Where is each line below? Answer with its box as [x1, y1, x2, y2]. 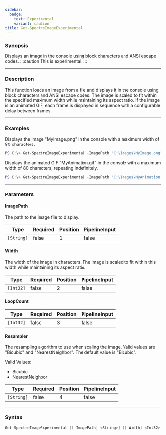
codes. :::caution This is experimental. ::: [5, 58, 87, 64]
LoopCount [5, 298, 29, 304]
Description [5, 75, 34, 82]
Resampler [5, 333, 28, 339]
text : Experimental [14, 16, 54, 21]
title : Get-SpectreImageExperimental [5, 26, 83, 31]
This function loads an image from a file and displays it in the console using [5, 87, 159, 93]
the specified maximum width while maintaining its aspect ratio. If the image [5, 97, 160, 103]
